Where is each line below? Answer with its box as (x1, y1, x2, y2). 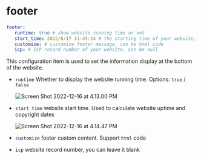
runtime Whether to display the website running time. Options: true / (15, 76, 186, 83)
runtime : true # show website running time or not (14, 30, 145, 36)
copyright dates (15, 111, 54, 118)
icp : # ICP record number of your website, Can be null (14, 47, 159, 53)
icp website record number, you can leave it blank (15, 146, 140, 154)
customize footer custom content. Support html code (15, 134, 147, 141)
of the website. (6, 64, 44, 71)
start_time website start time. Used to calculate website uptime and (15, 105, 186, 112)
